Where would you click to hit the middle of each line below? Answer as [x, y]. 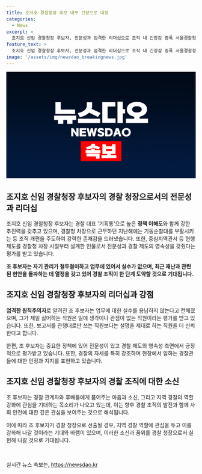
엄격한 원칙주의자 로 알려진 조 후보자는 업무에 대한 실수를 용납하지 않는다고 [93, 310]
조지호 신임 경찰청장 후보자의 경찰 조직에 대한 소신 [93, 382]
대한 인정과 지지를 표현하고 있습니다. [60, 360]
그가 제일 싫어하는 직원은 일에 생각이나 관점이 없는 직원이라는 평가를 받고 [104, 318]
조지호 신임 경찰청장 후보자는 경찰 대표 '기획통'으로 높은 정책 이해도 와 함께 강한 [98, 224]
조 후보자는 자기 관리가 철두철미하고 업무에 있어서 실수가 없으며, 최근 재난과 [93, 266]
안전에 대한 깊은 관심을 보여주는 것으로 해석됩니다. [71, 412]
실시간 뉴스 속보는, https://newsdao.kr [52, 464]
